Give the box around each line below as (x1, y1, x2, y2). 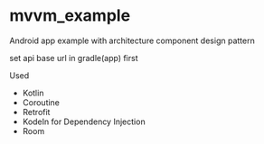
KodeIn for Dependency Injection (22, 116, 146, 127)
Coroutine (22, 96, 61, 108)
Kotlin (22, 87, 44, 98)
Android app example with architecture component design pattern (9, 35, 255, 46)
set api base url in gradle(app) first (9, 52, 138, 63)
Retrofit (22, 106, 51, 117)
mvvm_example (9, 5, 131, 26)
